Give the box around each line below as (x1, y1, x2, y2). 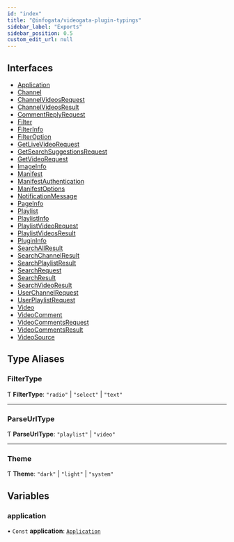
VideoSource (17, 332, 55, 341)
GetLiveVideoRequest (17, 140, 80, 148)
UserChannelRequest (17, 288, 79, 297)
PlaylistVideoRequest (17, 221, 79, 230)
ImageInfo (17, 162, 47, 170)
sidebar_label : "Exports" (7, 23, 82, 30)
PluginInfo (17, 236, 47, 244)
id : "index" (7, 10, 42, 17)
